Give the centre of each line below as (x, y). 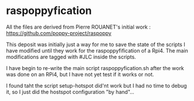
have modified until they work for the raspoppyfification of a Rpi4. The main (97, 50)
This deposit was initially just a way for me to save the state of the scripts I (96, 44)
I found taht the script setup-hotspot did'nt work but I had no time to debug (96, 85)
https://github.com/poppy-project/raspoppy (59, 33)
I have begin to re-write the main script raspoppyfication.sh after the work (95, 68)
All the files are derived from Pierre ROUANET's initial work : (78, 27)
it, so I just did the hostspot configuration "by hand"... (70, 92)
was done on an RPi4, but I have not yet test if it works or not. (80, 74)
